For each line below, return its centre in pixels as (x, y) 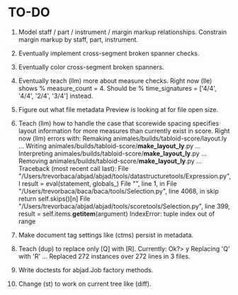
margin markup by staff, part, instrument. (78, 39)
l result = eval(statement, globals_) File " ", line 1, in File (97, 183)
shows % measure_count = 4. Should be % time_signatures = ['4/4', (117, 88)
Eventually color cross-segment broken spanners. (91, 67)
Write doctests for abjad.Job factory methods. (86, 269)
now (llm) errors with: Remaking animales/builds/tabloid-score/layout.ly (123, 138)
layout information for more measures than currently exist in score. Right (124, 130)
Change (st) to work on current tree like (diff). (85, 284)
